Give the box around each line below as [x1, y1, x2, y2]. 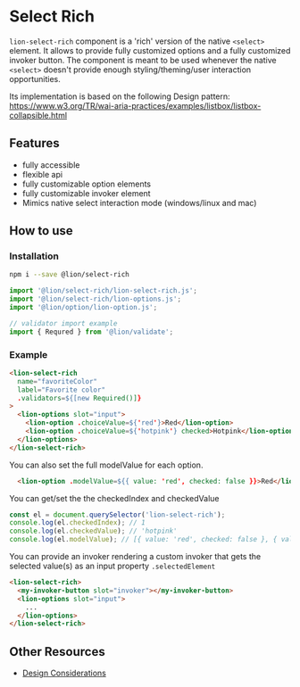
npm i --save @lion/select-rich [9, 270, 129, 279]
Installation [9, 250, 60, 262]
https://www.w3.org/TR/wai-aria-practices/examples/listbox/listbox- [9, 100, 262, 111]
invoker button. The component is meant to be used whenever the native [9, 54, 277, 65]
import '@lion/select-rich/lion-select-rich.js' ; [9, 286, 198, 295]
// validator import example [9, 319, 118, 327]
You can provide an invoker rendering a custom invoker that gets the [9, 551, 262, 562]
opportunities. [9, 73, 61, 84]
